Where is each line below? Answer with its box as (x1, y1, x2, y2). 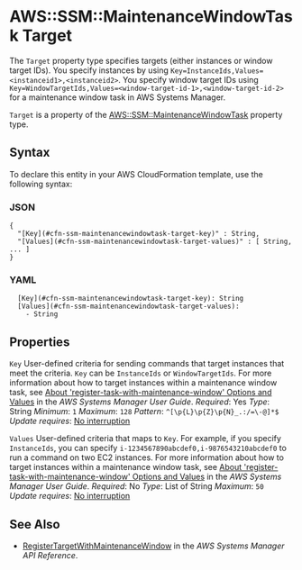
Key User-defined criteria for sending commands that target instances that (9, 358, 285, 369)
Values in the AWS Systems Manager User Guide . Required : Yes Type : (9, 396, 270, 407)
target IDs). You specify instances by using (9, 65, 169, 76)
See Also (9, 516, 60, 532)
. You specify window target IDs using (118, 74, 259, 85)
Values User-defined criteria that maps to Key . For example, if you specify (9, 433, 282, 444)
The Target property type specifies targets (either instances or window (9, 55, 273, 66)
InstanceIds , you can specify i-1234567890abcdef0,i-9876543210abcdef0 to (9, 443, 287, 454)
